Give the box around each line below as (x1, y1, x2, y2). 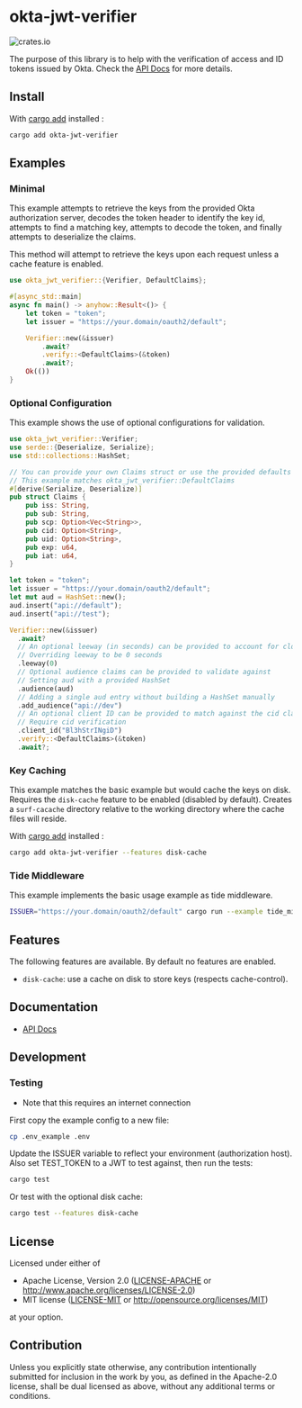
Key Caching (9, 763, 67, 776)
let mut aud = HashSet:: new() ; (9, 592, 127, 602)
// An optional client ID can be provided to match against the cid (17, 709, 280, 718)
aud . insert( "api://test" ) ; (9, 609, 111, 618)
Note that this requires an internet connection (22, 1097, 191, 1108)
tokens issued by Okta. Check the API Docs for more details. (9, 63, 234, 74)
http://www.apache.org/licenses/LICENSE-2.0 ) (22, 1285, 196, 1295)
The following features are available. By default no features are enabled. (9, 956, 277, 967)
